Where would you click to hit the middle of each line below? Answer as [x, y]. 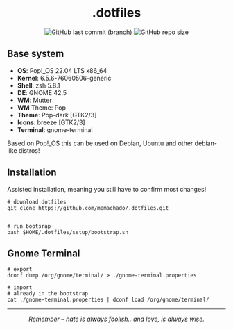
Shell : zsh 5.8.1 [38, 85]
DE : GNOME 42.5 [42, 92]
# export [20, 270]
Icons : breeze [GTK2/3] [51, 122]
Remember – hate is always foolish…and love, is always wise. [116, 319]
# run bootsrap [29, 226]
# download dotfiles [37, 202]
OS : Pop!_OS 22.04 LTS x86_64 [62, 70]
